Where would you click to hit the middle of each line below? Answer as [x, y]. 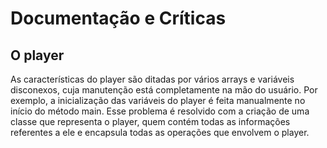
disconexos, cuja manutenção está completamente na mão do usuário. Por [164, 90]
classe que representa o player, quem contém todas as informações [150, 121]
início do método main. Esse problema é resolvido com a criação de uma [160, 111]
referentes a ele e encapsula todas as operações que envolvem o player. [160, 132]
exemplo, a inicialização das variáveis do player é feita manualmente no [158, 100]
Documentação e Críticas [118, 18]
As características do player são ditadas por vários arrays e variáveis [152, 79]
